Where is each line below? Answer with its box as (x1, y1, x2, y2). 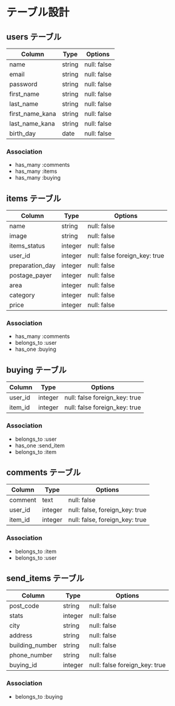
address (9, 631, 33, 640)
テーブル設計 (6, 5, 70, 19)
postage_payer (9, 271, 52, 280)
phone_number (9, 651, 53, 659)
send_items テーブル (6, 573, 85, 583)
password (9, 80, 38, 88)
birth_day (9, 129, 36, 137)
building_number (9, 641, 58, 650)
